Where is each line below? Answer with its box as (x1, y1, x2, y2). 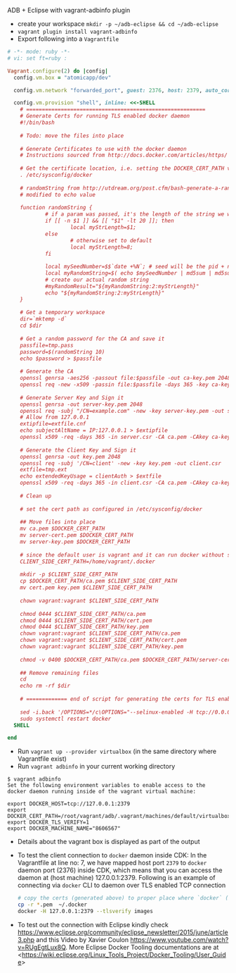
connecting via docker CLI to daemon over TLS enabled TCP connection (17, 881, 226, 890)
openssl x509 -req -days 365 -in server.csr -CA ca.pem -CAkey (20, 433, 209, 440)
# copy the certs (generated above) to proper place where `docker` (17, 895, 223, 902)
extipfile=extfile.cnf (20, 421, 86, 428)
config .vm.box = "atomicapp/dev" (13, 74, 112, 81)
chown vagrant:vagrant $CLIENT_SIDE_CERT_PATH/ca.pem (20, 630, 181, 637)
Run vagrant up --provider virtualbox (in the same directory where (17, 747, 216, 756)
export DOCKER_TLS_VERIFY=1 (7, 819, 90, 826)
